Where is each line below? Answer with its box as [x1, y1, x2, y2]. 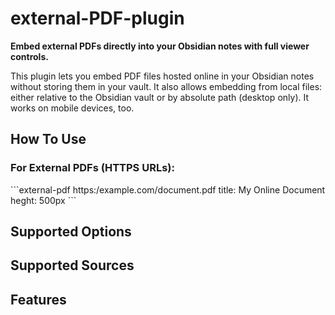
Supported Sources [10, 257, 135, 274]
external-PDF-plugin [10, 7, 185, 30]
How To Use [10, 131, 87, 148]
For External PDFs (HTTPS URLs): [10, 161, 175, 175]
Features [10, 291, 67, 308]
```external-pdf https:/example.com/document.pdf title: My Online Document [10, 183, 326, 196]
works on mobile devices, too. [10, 102, 135, 114]
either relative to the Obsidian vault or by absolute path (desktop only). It [10, 91, 309, 103]
